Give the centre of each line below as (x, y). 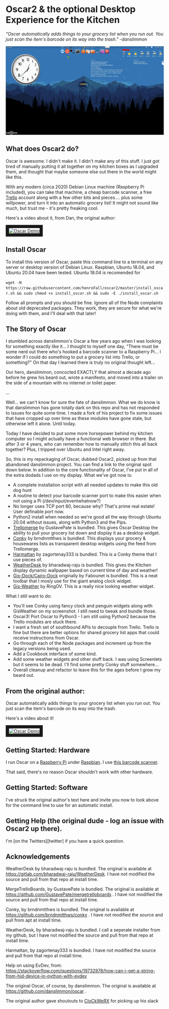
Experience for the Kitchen (63, 20)
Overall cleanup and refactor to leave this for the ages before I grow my (87, 670)
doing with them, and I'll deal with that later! (51, 313)
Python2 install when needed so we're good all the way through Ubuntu (87, 517)
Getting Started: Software (47, 788)
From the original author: (45, 691)
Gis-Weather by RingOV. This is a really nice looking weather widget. (84, 586)
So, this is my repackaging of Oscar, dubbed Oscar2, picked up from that (81, 459)
